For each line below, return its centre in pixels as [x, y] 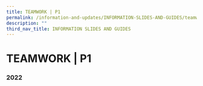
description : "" [27, 23]
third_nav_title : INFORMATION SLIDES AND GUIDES [69, 29]
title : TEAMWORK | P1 [34, 12]
